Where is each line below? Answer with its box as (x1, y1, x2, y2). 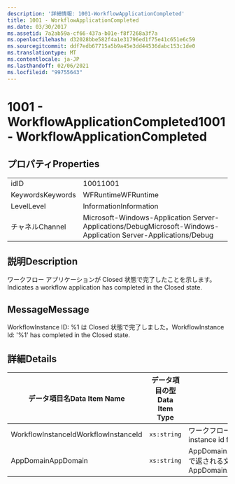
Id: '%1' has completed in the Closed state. (7, 331, 131, 339)
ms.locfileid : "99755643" (7, 69, 83, 76)
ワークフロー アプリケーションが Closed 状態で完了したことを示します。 (7, 276, 216, 284)
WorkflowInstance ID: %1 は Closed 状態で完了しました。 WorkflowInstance (7, 323, 225, 332)
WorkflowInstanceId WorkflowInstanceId (10, 429, 143, 439)
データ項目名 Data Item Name (27, 393, 125, 403)
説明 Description (7, 255, 78, 267)
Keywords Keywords (10, 190, 77, 199)
